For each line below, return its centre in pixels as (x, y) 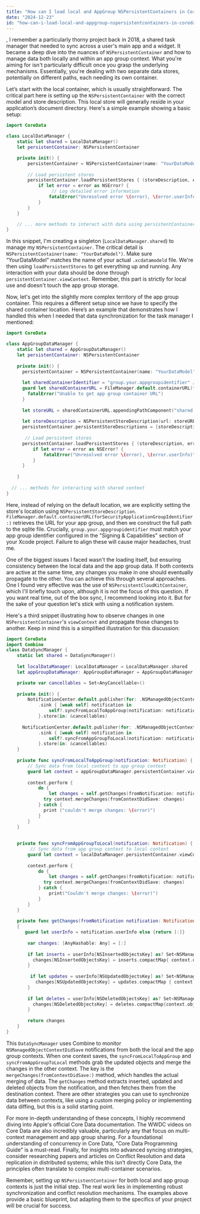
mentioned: (20, 322)
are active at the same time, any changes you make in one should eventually (100, 572)
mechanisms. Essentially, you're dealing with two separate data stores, (93, 71)
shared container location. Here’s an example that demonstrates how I (92, 310)
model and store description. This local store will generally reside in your (95, 102)
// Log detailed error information (96, 191)
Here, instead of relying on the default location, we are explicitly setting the (98, 505)
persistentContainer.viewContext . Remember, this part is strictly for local (96, 279)
